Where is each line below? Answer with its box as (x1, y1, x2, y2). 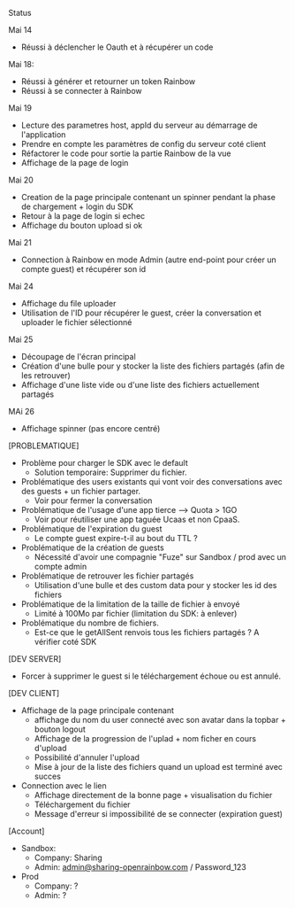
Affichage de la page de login (20, 158, 129, 167)
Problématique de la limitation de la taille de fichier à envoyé (20, 599, 240, 609)
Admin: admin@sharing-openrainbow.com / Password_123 (34, 862, 246, 872)
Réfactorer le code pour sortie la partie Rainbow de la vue (20, 148, 231, 159)
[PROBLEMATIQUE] (8, 440, 79, 451)
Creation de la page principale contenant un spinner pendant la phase (20, 192, 276, 202)
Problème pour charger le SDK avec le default (20, 458, 189, 468)
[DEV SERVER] (8, 654, 62, 664)
